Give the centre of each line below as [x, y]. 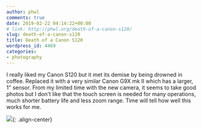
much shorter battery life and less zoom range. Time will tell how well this [99, 100]
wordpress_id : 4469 [31, 46]
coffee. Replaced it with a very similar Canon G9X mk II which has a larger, [100, 81]
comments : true [26, 18]
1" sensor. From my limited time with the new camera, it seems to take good [101, 87]
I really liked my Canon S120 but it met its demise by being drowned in [95, 74]
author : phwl [23, 12]
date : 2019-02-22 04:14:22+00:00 [49, 23]
